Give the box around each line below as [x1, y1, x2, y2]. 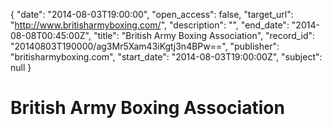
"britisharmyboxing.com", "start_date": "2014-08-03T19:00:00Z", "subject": [10, 51, 323, 63]
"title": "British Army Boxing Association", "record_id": [93, 30, 316, 41]
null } [10, 62, 32, 73]
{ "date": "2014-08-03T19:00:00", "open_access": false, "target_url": [10, 9, 294, 20]
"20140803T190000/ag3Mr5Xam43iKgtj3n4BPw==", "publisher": [10, 40, 280, 52]
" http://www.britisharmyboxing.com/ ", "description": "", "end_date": [10, 19, 290, 31]
